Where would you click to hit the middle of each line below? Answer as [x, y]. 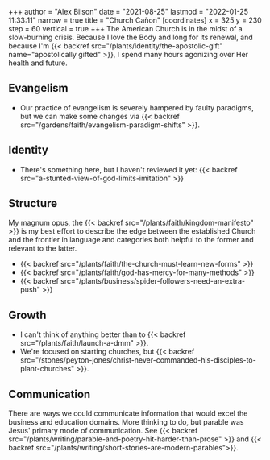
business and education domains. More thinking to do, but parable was [126, 422]
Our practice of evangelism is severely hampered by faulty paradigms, [137, 107]
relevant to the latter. [43, 248]
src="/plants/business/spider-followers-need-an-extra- [153, 281]
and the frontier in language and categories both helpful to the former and [131, 240]
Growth [27, 315]
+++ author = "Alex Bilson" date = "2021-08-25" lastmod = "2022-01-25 [128, 12]
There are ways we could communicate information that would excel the [128, 413]
